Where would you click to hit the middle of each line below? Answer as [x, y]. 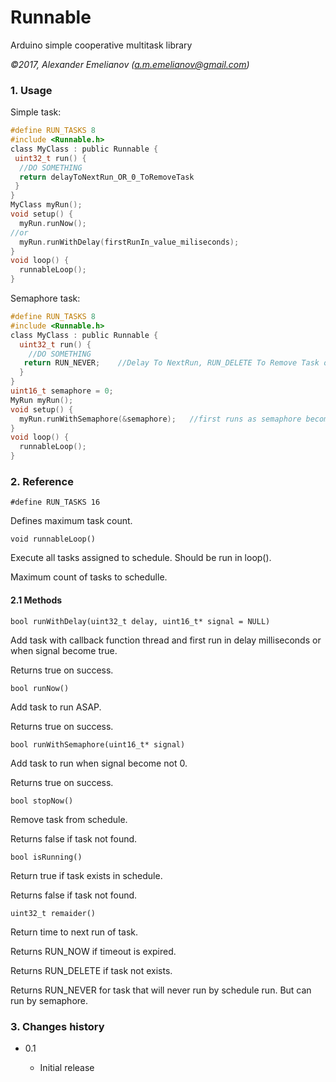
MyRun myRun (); [42, 400]
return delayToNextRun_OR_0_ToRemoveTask [107, 177]
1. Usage [31, 90]
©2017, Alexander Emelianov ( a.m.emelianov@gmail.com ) [130, 64]
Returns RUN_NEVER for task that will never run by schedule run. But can [161, 990]
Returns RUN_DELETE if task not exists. [91, 970]
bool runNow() [40, 688]
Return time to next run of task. [74, 932]
